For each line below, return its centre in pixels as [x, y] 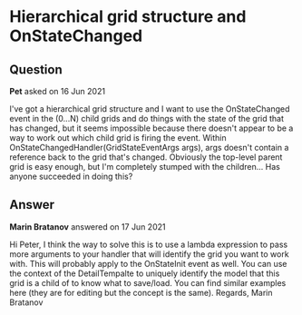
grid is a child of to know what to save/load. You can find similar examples [148, 282]
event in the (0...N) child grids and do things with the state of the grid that [146, 118]
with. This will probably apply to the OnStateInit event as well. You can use [148, 263]
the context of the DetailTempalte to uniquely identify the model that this [145, 273]
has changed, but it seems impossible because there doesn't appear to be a [151, 128]
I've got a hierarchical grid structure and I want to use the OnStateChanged [150, 109]
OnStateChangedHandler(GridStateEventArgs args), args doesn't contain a [149, 148]
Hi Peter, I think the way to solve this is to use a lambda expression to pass [149, 244]
